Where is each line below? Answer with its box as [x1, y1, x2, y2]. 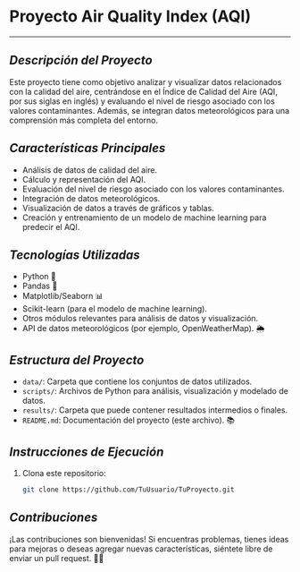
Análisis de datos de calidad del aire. [21, 164, 158, 175]
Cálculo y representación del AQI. [21, 174, 146, 184]
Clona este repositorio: [21, 468, 106, 478]
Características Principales [9, 141, 166, 156]
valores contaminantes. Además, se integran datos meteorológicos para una [9, 105, 290, 115]
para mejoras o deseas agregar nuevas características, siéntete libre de [9, 543, 273, 554]
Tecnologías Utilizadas [9, 247, 140, 262]
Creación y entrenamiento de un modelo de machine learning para [21, 212, 267, 223]
